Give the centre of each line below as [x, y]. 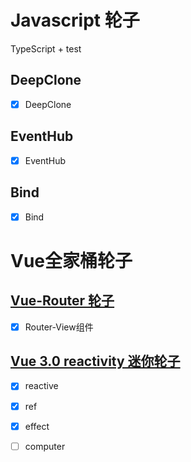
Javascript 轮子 [75, 20]
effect [37, 426]
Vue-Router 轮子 [62, 301]
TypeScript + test [46, 48]
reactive [41, 386]
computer [45, 446]
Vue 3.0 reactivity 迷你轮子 [95, 361]
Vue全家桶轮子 [71, 260]
